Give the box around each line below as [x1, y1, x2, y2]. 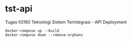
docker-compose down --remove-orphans [5, 32, 83, 37]
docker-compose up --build [5, 28, 59, 33]
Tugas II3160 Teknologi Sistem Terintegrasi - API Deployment [5, 19, 127, 25]
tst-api [5, 3, 33, 14]
